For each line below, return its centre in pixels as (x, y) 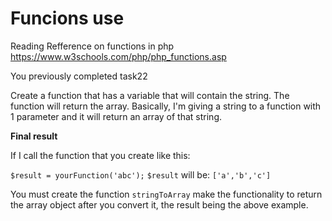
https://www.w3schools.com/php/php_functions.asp (118, 56)
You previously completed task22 (79, 76)
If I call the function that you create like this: (100, 155)
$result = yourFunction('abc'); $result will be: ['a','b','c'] (141, 174)
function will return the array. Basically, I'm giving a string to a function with (166, 106)
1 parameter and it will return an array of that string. (116, 116)
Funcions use (67, 18)
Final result (34, 136)
